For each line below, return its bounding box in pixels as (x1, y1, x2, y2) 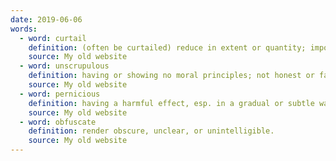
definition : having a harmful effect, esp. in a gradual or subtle (28, 98, 315, 108)
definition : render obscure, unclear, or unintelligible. (28, 126, 275, 136)
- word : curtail (19, 33, 87, 43)
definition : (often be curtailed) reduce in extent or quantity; (28, 42, 307, 53)
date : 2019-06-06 (10, 14, 83, 25)
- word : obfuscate (19, 117, 97, 127)
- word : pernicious (19, 89, 101, 99)
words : (10, 24, 38, 34)
